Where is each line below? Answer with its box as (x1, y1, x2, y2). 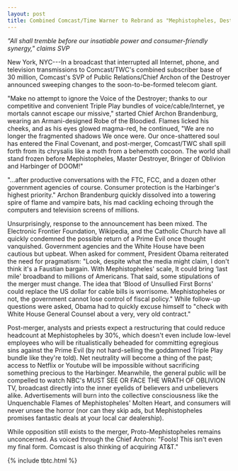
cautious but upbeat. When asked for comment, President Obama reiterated (7, 249, 229, 258)
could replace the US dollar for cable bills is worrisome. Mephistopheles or (7, 287, 225, 295)
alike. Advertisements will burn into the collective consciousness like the (7, 391, 219, 399)
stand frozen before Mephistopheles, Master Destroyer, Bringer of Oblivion (7, 154, 226, 163)
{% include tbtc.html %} (7, 456, 78, 465)
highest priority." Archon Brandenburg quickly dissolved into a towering (7, 191, 216, 199)
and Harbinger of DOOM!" (7, 161, 84, 170)
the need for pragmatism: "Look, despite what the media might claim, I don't (7, 256, 229, 266)
